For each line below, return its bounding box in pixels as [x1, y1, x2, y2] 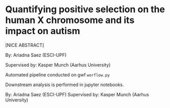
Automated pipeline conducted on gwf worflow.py [5, 71, 110, 77]
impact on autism [5, 25, 80, 37]
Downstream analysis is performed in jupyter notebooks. [5, 82, 124, 88]
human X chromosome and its [5, 14, 135, 26]
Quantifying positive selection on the [5, 4, 165, 15]
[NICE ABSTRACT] [5, 42, 44, 48]
